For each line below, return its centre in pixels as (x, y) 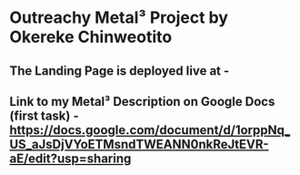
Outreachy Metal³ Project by (119, 18)
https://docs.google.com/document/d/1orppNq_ (150, 130)
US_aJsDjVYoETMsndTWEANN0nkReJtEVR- (140, 144)
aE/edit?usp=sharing (70, 158)
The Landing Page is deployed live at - (120, 71)
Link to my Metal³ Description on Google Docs (142, 102)
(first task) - (44, 115)
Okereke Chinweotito (91, 37)
